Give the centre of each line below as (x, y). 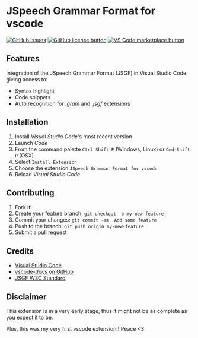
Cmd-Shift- (179, 150)
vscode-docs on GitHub (44, 272)
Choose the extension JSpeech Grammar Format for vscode (86, 168)
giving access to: (27, 79)
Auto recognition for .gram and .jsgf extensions (72, 103)
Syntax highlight (34, 91)
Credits (20, 251)
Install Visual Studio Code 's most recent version (73, 136)
